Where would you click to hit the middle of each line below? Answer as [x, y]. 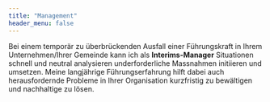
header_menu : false [41, 23]
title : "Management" [43, 16]
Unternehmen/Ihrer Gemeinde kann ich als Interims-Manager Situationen [131, 55]
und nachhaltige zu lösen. [51, 88]
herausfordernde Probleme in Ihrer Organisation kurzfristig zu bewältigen [131, 80]
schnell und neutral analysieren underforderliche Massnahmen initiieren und [135, 63]
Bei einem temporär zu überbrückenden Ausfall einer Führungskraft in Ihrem [135, 46]
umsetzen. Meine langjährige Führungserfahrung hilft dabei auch [116, 71]
